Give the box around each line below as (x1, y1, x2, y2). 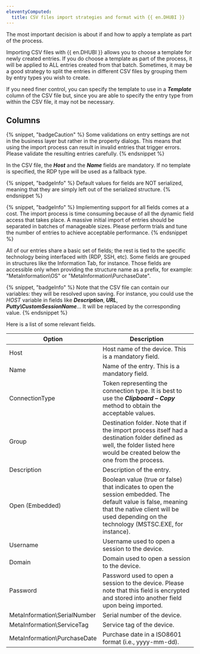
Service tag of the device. (102, 621, 174, 629)
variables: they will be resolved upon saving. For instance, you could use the (6, 290, 193, 297)
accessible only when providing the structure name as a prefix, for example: (6, 266, 193, 273)
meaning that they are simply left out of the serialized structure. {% (6, 186, 171, 193)
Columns (6, 115, 40, 125)
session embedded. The (102, 490, 170, 498)
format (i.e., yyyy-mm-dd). (102, 638, 180, 646)
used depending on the (102, 513, 168, 521)
